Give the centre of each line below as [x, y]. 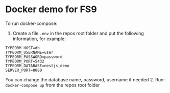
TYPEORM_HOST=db [22, 48]
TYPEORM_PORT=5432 [25, 61]
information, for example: [39, 39]
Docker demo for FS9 [51, 9]
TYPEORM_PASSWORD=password [34, 57]
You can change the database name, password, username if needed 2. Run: [85, 79]
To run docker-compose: [31, 23]
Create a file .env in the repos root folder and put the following [78, 33]
